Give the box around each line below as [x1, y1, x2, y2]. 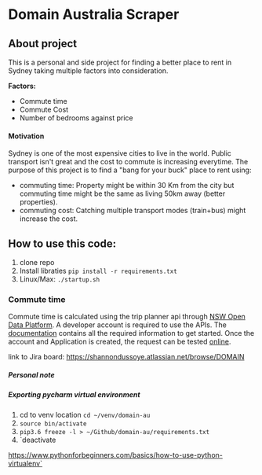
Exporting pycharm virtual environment [8, 390, 140, 400]
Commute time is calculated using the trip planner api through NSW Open [8, 312, 246, 322]
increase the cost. [19, 214, 78, 223]
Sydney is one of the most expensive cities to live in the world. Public [8, 149, 231, 158]
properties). [19, 197, 58, 207]
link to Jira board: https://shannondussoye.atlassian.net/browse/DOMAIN [8, 352, 245, 362]
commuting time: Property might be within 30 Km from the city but [19, 181, 235, 190]
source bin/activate [19, 419, 87, 428]
